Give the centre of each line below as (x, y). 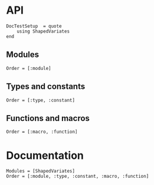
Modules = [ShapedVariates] (41, 171)
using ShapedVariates (43, 31)
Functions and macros (48, 118)
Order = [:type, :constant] (41, 100)
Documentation (45, 155)
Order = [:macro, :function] (42, 132)
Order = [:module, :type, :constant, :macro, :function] (78, 176)
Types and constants (46, 87)
